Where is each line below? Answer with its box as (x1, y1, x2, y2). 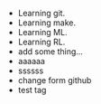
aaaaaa (17, 56, 45, 66)
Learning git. (17, 8, 66, 18)
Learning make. (17, 17, 77, 28)
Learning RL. (17, 36, 66, 47)
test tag (17, 85, 47, 95)
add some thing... (17, 46, 84, 57)
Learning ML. (17, 27, 68, 37)
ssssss (17, 65, 44, 76)
